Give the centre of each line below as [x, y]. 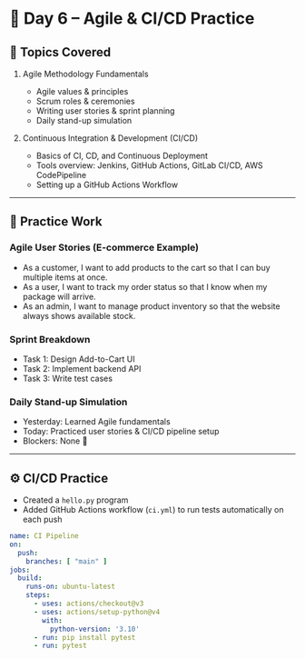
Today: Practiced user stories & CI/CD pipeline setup [121, 432]
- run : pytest [60, 646]
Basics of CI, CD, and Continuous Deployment [122, 155]
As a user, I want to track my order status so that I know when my [145, 286]
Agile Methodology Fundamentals [85, 74]
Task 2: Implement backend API [82, 368]
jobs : [20, 570]
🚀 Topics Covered [60, 52]
